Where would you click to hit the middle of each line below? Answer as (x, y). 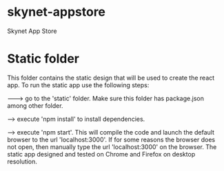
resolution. (22, 161)
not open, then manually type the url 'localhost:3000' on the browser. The (112, 147)
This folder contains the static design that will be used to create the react (111, 78)
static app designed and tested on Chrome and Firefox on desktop (101, 154)
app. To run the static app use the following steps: (78, 85)
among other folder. (35, 105)
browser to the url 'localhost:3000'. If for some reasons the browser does (111, 139)
